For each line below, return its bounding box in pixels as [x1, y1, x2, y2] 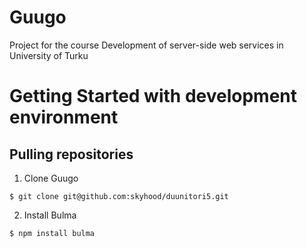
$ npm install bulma [9, 228, 96, 238]
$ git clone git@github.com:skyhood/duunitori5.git [9, 191, 229, 201]
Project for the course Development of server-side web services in [9, 39, 284, 51]
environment [9, 106, 119, 129]
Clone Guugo [23, 172, 79, 184]
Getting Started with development [9, 85, 298, 108]
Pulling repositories [9, 146, 134, 163]
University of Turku [9, 49, 89, 61]
